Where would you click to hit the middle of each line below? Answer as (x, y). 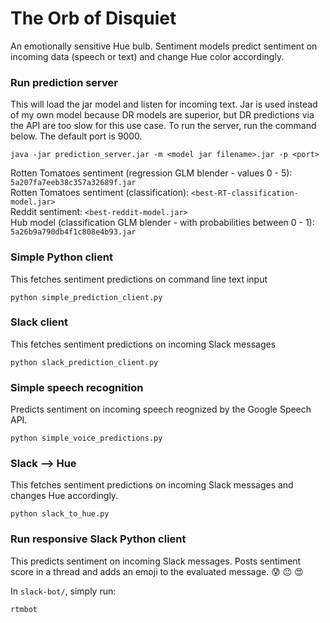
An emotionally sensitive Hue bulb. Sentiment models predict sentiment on (164, 46)
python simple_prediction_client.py (86, 297)
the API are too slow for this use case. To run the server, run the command (163, 126)
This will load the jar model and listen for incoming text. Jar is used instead (164, 104)
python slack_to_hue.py (60, 514)
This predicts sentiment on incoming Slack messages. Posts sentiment (156, 561)
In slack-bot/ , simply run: (63, 591)
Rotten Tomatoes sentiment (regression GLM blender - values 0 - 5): (151, 173)
